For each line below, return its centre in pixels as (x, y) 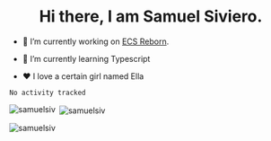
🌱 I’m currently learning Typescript (86, 58)
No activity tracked (48, 93)
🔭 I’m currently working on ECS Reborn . (96, 41)
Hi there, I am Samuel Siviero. (151, 17)
